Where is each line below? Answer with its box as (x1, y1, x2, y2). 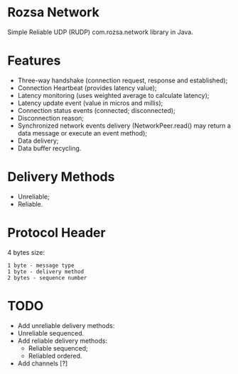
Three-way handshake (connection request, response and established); (17, 76, 228, 84)
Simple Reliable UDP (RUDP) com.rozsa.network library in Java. (7, 28, 193, 36)
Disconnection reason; (17, 114, 84, 122)
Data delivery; (17, 136, 59, 145)
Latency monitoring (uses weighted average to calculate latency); (17, 91, 210, 99)
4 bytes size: (7, 248, 45, 256)
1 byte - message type (7, 262, 75, 269)
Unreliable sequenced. (17, 329, 84, 337)
